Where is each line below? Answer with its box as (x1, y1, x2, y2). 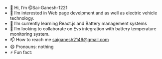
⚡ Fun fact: (9, 50, 32, 55)
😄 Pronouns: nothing (9, 44, 54, 50)
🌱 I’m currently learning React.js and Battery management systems (9, 20, 147, 26)
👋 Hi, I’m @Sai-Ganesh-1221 (9, 5, 68, 10)
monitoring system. (9, 31, 50, 37)
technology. (9, 15, 35, 21)
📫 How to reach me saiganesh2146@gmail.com (9, 37, 109, 42)
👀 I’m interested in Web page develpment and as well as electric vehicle (9, 10, 158, 16)
